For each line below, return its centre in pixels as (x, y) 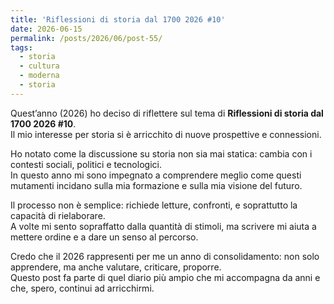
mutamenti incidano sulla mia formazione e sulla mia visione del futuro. (156, 185)
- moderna (39, 76)
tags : (21, 47)
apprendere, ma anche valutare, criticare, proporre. (116, 267)
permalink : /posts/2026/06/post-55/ (86, 38)
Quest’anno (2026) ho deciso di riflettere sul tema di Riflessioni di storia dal (167, 113)
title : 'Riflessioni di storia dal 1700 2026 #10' (118, 19)
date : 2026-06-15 (46, 29)
